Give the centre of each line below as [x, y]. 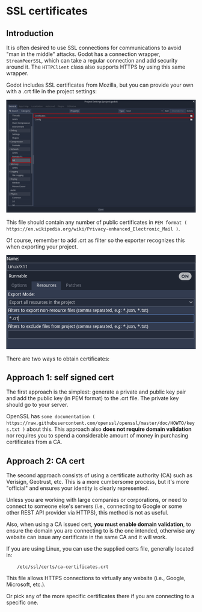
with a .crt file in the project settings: [52, 91]
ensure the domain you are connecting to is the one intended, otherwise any [101, 531]
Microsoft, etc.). [26, 584]
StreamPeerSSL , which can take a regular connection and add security [92, 60]
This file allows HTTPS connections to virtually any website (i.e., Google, [96, 578]
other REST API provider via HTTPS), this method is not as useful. [87, 513]
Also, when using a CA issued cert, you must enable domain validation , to [99, 524]
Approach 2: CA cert [46, 461]
